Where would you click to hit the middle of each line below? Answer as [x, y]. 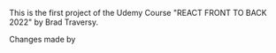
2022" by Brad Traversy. [54, 22]
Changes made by [42, 39]
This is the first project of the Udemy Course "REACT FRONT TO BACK [138, 13]
